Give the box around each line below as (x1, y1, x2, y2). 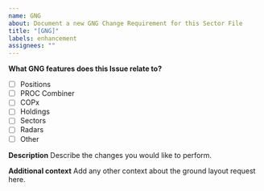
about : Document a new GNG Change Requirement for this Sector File (8, 19, 243, 27)
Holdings (19, 106, 51, 117)
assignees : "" (8, 42, 56, 50)
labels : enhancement (8, 34, 78, 43)
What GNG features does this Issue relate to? (8, 64, 163, 73)
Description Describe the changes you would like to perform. (8, 150, 212, 160)
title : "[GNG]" (8, 27, 60, 35)
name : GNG (8, 11, 42, 20)
